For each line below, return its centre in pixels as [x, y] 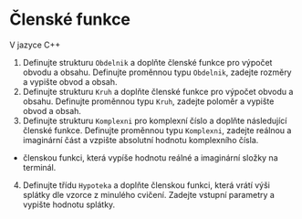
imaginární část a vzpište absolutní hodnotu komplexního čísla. [141, 140]
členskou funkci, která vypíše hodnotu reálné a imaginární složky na [150, 157]
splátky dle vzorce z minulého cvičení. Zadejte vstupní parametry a [149, 194]
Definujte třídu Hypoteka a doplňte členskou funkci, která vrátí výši [146, 185]
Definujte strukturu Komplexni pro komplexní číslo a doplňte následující [155, 120]
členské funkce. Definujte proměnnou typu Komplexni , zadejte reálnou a [157, 130]
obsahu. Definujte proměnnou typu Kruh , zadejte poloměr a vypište [148, 101]
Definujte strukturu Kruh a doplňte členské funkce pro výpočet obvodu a [158, 91]
